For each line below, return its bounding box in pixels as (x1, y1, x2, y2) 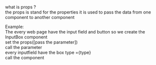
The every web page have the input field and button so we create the (5, 29, 145, 34)
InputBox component (5, 34, 48, 40)
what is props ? (5, 4, 36, 10)
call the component (5, 55, 44, 60)
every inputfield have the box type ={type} (5, 49, 92, 55)
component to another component (5, 15, 75, 20)
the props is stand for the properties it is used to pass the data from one (5, 9, 151, 15)
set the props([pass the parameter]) (5, 39, 78, 45)
